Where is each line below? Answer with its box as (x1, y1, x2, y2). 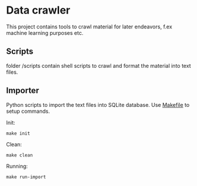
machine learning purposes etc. (6, 29, 84, 36)
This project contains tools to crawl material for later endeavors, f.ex (6, 23, 173, 30)
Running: (6, 162, 28, 169)
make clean (6, 152, 33, 158)
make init (6, 130, 31, 136)
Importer (6, 86, 40, 96)
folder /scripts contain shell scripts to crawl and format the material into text (6, 62, 191, 69)
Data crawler (6, 4, 70, 17)
